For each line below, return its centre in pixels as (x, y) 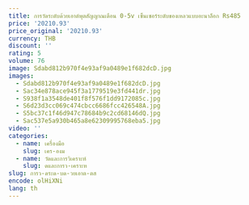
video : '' (25, 128)
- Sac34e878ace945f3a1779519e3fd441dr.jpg (88, 91)
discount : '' (30, 46)
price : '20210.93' (39, 23)
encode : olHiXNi (36, 181)
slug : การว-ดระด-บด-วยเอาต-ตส (53, 174)
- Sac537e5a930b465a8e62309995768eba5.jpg (88, 121)
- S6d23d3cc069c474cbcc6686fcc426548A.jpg (88, 106)
